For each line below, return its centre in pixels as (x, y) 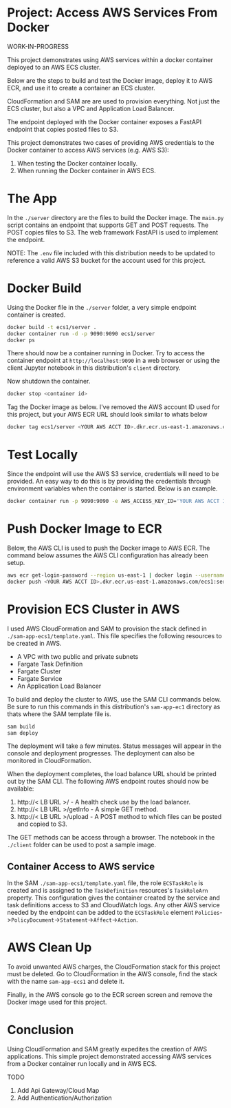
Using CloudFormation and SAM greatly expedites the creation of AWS (107, 1049)
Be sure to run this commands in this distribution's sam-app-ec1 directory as (114, 706)
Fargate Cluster (39, 671)
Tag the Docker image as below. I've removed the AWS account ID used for (113, 407)
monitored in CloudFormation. (49, 761)
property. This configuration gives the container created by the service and (113, 898)
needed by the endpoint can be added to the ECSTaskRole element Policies (113, 913)
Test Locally (43, 455)
